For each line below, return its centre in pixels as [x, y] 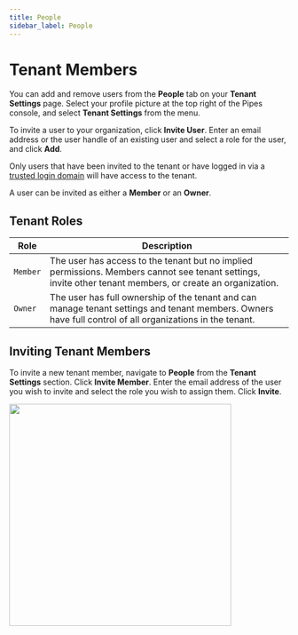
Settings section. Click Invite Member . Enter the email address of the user [145, 382]
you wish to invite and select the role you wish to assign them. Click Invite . [145, 392]
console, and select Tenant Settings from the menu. [105, 113]
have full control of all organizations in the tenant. [153, 320]
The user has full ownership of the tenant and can [153, 298]
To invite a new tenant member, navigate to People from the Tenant [133, 373]
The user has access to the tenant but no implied [151, 261]
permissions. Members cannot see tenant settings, [155, 272]
